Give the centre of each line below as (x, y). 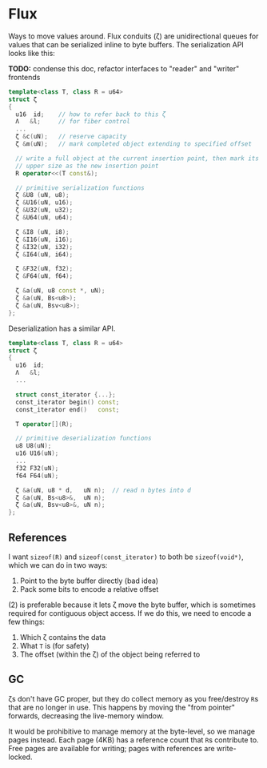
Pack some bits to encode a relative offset (89, 589)
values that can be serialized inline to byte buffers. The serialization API (126, 44)
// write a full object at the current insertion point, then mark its (137, 158)
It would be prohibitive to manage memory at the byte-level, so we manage (132, 731)
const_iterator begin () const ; (68, 402)
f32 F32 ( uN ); (37, 468)
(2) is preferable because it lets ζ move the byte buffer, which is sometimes (132, 605)
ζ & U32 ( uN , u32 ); (44, 210)
